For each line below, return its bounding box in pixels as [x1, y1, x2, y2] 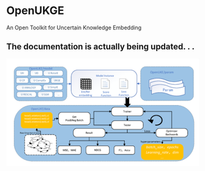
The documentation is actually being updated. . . [6, 42, 195, 52]
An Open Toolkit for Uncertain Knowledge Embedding [6, 24, 142, 31]
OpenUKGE [6, 4, 64, 18]
